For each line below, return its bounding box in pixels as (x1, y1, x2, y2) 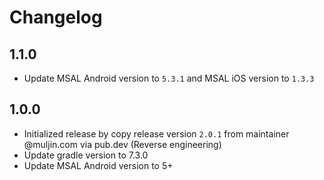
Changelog (9, 6, 103, 29)
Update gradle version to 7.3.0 (23, 149, 149, 161)
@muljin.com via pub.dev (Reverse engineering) (23, 138, 222, 150)
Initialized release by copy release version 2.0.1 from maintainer (23, 127, 290, 140)
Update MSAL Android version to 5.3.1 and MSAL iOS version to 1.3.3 (23, 72, 315, 84)
